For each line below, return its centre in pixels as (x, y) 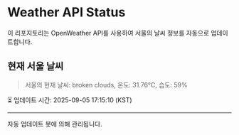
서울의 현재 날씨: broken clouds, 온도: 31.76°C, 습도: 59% (106, 85)
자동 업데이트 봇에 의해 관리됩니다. (55, 124)
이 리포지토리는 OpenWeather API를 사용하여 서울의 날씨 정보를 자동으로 (108, 33)
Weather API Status (67, 12)
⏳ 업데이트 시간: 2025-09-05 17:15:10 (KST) (70, 99)
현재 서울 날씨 (36, 66)
